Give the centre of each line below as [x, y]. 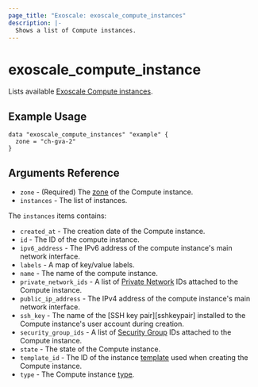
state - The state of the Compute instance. [90, 349]
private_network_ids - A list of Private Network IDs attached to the [129, 282]
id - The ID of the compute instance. [80, 239]
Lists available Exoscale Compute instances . [81, 91]
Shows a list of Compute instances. [76, 30]
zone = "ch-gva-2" [46, 142]
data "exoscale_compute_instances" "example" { [89, 135]
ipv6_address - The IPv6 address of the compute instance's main [126, 247]
